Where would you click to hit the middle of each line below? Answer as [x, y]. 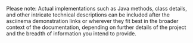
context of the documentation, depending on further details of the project [96, 27]
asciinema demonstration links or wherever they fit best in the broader [92, 21]
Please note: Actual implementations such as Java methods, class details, [97, 9]
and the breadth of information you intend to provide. [71, 34]
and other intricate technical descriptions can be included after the [88, 15]
